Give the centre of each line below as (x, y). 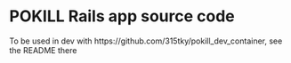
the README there (43, 50)
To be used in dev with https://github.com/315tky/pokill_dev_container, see (146, 41)
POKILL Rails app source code (122, 16)
